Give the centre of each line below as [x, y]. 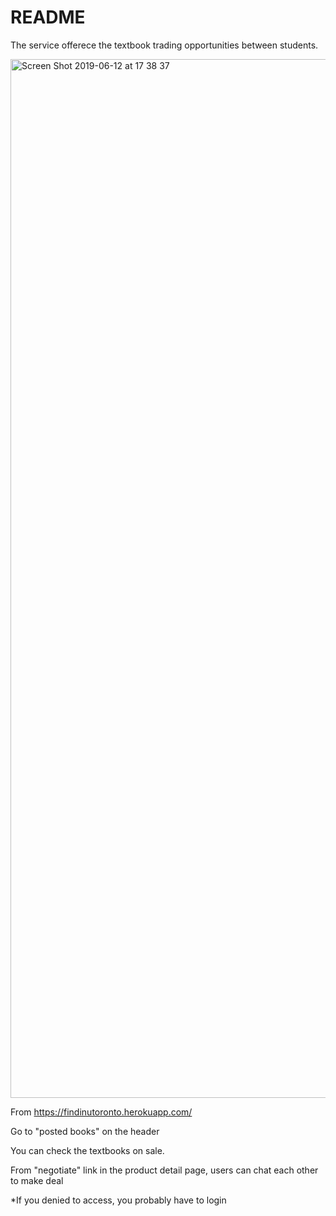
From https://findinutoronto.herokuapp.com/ [101, 1112]
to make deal [37, 1180]
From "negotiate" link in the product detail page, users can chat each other [164, 1170]
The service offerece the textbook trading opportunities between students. [164, 45]
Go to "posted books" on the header [85, 1131]
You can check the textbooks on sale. [87, 1150]
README [48, 17]
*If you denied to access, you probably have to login [118, 1200]
